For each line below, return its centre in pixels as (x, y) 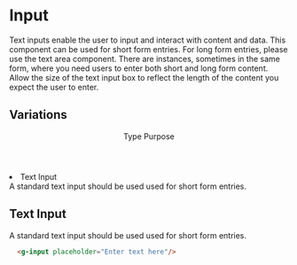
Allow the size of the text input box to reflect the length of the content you (144, 77)
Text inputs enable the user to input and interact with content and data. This (148, 40)
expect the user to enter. (54, 87)
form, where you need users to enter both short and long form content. (139, 68)
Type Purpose (149, 136)
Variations (39, 115)
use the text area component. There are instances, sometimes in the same (145, 58)
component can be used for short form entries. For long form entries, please (148, 49)
